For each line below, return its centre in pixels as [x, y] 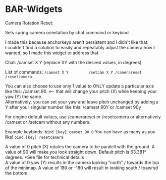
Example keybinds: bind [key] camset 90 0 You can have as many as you [80, 132]
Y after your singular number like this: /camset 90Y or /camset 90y [73, 107]
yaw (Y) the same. [24, 96]
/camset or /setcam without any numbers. [48, 122]
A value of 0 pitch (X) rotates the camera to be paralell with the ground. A [80, 146]
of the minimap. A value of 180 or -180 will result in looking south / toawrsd [82, 168]
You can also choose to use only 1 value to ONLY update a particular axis [80, 86]
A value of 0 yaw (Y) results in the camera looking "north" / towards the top [82, 162]
